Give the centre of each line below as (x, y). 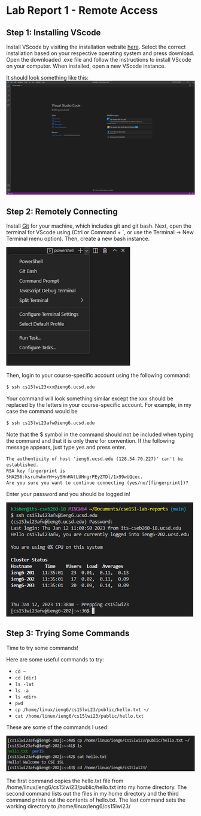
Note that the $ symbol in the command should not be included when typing (100, 434)
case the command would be (42, 411)
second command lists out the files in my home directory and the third (93, 793)
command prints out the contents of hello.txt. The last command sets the (96, 800)
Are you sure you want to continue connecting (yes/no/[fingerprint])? (97, 483)
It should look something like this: (47, 78)
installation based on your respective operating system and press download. (100, 53)
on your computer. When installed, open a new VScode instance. (86, 66)
